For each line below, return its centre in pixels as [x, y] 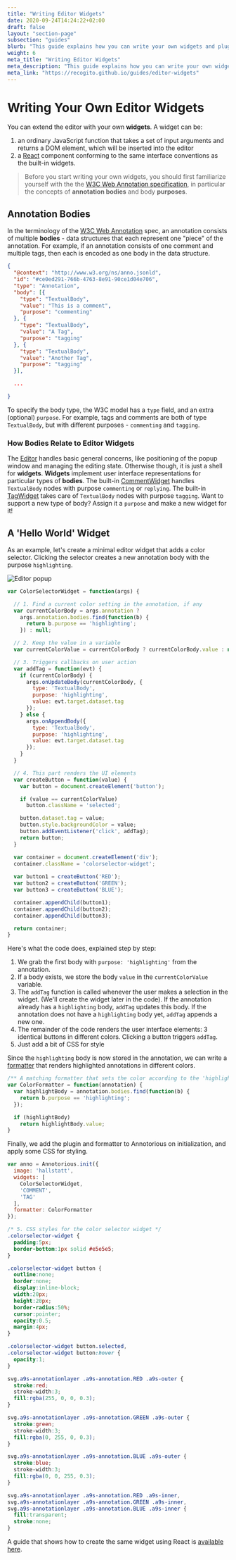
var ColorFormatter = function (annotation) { [75, 1085]
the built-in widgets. [46, 163]
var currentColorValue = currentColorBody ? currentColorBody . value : [119, 650]
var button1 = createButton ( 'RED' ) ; [67, 877]
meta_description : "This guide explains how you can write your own [110, 66]
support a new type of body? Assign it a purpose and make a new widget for [117, 504]
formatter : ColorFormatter [53, 1210]
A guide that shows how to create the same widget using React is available [116, 1542]
